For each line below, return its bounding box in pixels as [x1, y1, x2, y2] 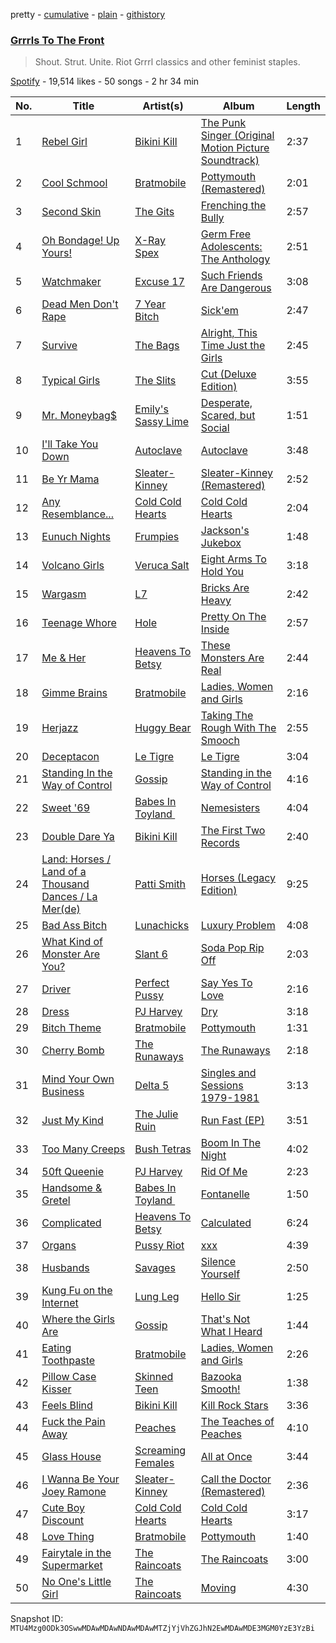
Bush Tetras [134, 1142, 192, 1156]
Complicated [41, 1216, 102, 1230]
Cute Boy [41, 1501, 85, 1515]
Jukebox [200, 536, 242, 550]
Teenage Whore [41, 616, 117, 630]
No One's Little [41, 1575, 112, 1589]
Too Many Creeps [41, 1142, 126, 1156]
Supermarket [41, 1559, 103, 1573]
